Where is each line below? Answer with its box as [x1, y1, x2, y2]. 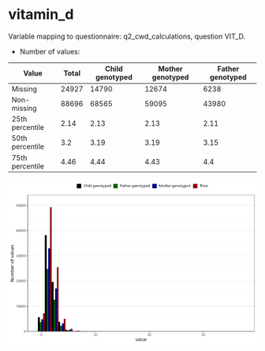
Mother [158, 65, 183, 74]
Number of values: [19, 46, 80, 56]
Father [217, 65, 240, 74]
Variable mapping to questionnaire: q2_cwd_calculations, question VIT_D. [8, 31, 246, 41]
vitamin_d [8, 6, 74, 24]
